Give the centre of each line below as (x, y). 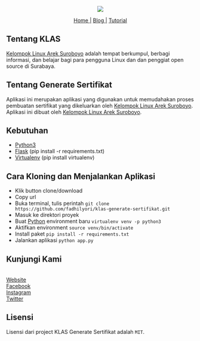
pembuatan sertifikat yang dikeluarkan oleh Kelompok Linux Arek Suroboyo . (99, 106)
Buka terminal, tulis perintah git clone (62, 203)
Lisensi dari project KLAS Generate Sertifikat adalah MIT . (76, 331)
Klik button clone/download (49, 191)
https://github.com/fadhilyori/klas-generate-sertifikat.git (93, 209)
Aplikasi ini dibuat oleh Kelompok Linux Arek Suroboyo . (74, 112)
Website (16, 280)
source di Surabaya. (31, 66)
